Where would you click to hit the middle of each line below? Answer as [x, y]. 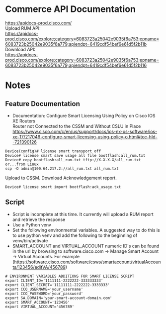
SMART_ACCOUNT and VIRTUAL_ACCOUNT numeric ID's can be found [86, 246]
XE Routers [24, 121]
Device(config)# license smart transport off [53, 151]
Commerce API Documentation [70, 9]
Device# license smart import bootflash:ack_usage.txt [63, 187]
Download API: [20, 49]
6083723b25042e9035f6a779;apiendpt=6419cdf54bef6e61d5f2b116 [76, 65]
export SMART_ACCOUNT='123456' [38, 302]
